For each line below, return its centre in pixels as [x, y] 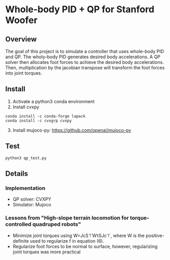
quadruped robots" [57, 224]
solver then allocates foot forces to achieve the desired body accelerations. [85, 62]
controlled [18, 224]
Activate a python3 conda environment [54, 101]
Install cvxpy [26, 107]
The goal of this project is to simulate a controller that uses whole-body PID [85, 51]
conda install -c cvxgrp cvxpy [39, 121]
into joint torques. [24, 73]
